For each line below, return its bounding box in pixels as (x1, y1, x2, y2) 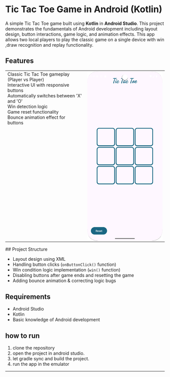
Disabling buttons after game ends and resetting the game (12, 272, 134, 279)
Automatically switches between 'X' (7, 92, 82, 98)
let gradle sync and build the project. (12, 356, 90, 362)
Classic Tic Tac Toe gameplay (7, 71, 70, 77)
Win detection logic (7, 103, 48, 110)
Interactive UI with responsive (7, 82, 70, 88)
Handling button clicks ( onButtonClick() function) (12, 261, 116, 267)
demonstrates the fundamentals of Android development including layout (5, 25, 158, 31)
